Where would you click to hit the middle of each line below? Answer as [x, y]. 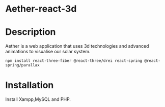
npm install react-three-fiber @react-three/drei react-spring [74, 61]
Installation [30, 85]
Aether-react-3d [41, 9]
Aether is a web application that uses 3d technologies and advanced [77, 46]
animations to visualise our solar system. [48, 52]
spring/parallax [22, 65]
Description [31, 32]
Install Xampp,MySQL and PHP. [38, 99]
